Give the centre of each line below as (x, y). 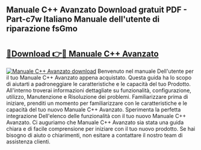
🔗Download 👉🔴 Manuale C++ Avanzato (82, 54)
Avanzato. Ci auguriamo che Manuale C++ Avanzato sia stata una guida (95, 122)
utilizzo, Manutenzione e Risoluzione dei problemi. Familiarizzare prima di (97, 97)
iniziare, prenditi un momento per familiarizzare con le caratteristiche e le (97, 103)
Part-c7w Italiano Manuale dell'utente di (83, 20)
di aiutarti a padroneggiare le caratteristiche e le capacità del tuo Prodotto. (99, 84)
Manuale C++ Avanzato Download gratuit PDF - (97, 10)
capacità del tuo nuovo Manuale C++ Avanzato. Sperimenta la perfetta (94, 110)
